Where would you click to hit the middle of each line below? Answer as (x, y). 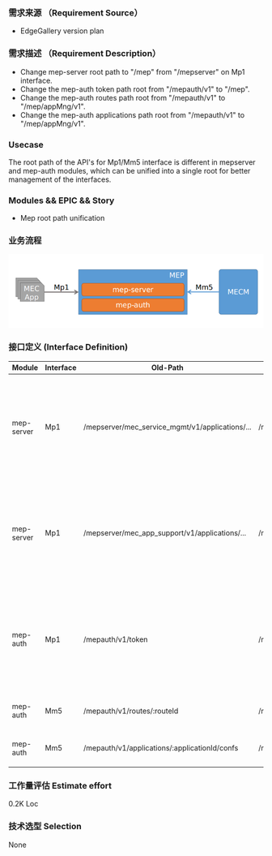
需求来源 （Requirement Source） (76, 12)
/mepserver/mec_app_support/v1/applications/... (165, 533)
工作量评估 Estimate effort (60, 786)
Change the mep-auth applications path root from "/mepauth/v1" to (132, 114)
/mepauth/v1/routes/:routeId (131, 711)
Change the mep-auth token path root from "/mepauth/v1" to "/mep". (135, 89)
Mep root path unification (62, 218)
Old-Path (167, 368)
